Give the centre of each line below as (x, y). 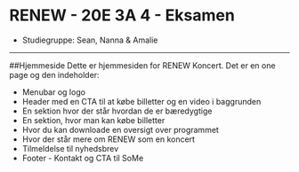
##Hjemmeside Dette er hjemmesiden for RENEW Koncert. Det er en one (142, 65)
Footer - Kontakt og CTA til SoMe (83, 158)
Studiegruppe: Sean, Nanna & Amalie (90, 40)
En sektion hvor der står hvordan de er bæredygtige (117, 111)
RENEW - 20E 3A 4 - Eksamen (122, 16)
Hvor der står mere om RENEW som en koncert (109, 139)
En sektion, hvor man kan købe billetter (93, 120)
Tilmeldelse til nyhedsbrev (70, 148)
